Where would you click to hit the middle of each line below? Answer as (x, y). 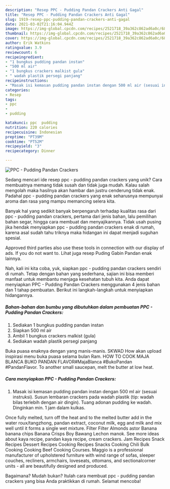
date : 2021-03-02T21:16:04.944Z (39, 24)
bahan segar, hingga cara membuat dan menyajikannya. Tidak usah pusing (83, 222)
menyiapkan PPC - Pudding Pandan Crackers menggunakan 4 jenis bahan (83, 285)
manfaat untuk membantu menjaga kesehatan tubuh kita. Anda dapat (77, 279)
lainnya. (13, 258)
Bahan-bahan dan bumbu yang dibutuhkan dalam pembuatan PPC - (79, 307)
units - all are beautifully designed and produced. (57, 466)
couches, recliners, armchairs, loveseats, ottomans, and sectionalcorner (80, 460)
